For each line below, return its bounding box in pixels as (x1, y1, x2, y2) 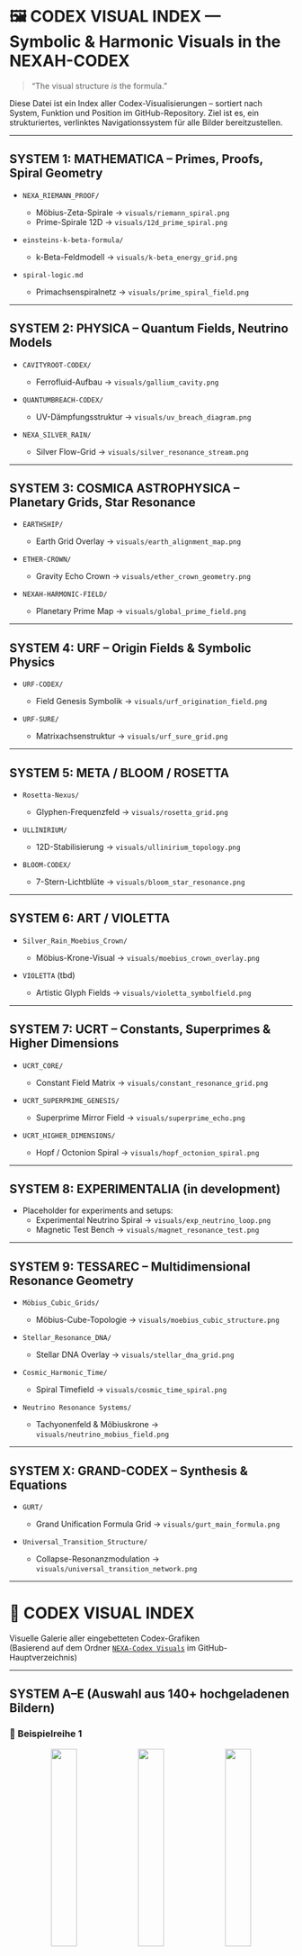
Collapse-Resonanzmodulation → (35, 1553, 160, 1564)
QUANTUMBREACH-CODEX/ (22, 395, 103, 404)
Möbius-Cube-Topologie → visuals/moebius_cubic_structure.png (35, 1315, 280, 1326)
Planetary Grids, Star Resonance (9, 494, 196, 510)
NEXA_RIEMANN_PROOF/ (22, 191, 100, 200)
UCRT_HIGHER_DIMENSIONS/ (22, 1131, 116, 1140)
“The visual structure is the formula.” (31, 80, 168, 91)
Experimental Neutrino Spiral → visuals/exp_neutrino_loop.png (35, 1215, 271, 1226)
